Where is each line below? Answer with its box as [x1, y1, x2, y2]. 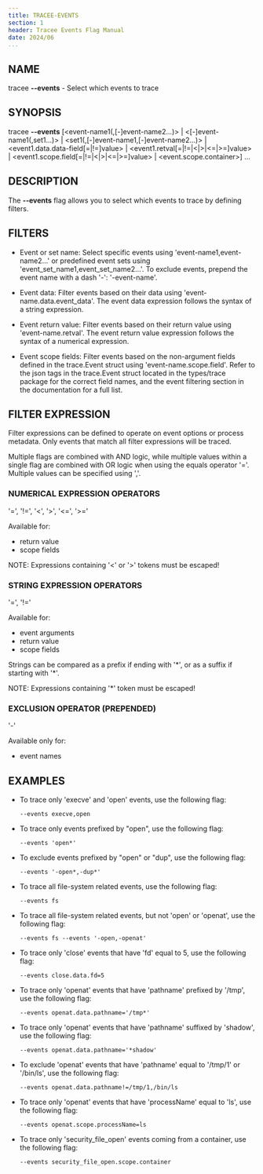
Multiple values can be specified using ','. [8, 469, 141, 478]
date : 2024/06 [8, 33, 55, 42]
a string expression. [19, 304, 84, 314]
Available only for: [8, 736, 67, 746]
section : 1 [8, 19, 44, 27]
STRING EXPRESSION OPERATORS [8, 580, 143, 591]
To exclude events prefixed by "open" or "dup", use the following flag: [19, 853, 246, 862]
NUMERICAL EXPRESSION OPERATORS [8, 488, 161, 499]
